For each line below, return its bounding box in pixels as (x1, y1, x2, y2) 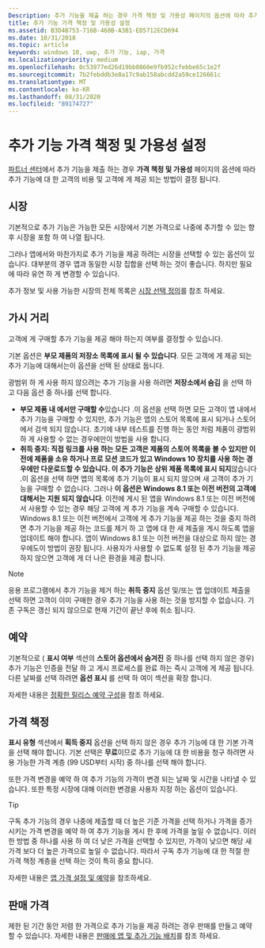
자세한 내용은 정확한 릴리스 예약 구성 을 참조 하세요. (8, 689, 165, 699)
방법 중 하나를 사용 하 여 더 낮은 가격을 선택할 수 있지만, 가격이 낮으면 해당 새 (16, 836, 252, 846)
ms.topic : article (8, 41, 69, 49)
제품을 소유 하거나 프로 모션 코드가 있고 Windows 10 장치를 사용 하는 (34, 454, 245, 463)
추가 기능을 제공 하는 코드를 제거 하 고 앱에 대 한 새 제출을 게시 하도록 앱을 (28, 523, 256, 532)
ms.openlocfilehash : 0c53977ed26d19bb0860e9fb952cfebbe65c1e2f (8, 63, 221, 71)
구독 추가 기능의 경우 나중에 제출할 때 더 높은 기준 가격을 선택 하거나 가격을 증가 (8, 816, 253, 826)
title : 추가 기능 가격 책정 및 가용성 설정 (8, 19, 131, 27)
